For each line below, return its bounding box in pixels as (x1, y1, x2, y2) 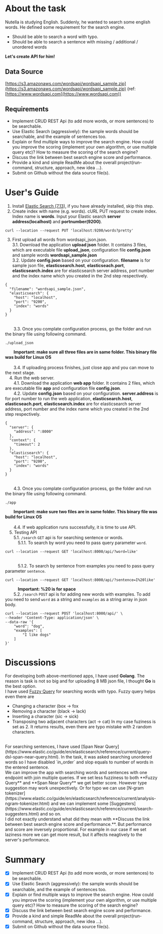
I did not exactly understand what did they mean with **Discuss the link (5, 816, 150, 822)
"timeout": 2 (14, 442, 40, 447)
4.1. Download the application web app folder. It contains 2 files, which (14, 380, 155, 386)
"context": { (9, 437, 36, 443)
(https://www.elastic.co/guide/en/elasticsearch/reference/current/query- (5, 749, 152, 755)
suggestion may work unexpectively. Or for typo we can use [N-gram (5, 785, 144, 791)
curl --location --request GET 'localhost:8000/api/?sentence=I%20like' (5, 577, 156, 583)
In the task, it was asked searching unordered (60, 754, 152, 760)
